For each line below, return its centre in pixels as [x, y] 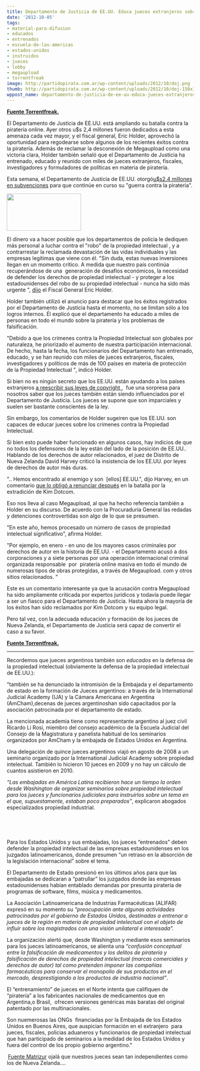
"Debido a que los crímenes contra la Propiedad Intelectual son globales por [100, 338]
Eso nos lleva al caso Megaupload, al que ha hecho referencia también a [95, 503]
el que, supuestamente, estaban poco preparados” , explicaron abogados [96, 801]
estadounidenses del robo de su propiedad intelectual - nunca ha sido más [98, 283]
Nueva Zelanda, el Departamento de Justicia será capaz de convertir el [94, 625]
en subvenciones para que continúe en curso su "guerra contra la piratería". [100, 185]
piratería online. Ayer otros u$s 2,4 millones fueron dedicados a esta [91, 129]
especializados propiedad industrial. [51, 807]
